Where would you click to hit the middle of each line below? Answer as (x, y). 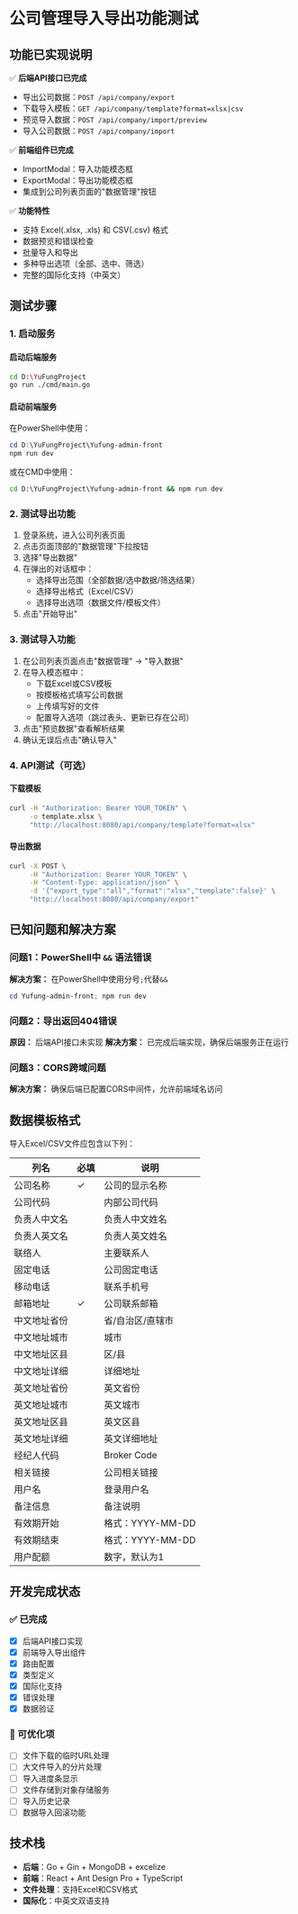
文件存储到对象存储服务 (66, 1790)
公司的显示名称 (136, 1185)
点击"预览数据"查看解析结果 (73, 728)
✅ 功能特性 (30, 211)
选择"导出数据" (50, 558)
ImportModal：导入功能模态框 (77, 169)
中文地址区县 (41, 1354)
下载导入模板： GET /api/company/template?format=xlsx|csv (133, 108)
